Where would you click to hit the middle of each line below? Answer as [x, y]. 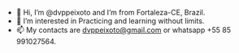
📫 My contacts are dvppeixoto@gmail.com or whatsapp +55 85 [124, 30]
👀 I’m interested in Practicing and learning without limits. [110, 21]
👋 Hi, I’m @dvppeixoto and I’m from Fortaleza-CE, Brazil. [111, 12]
